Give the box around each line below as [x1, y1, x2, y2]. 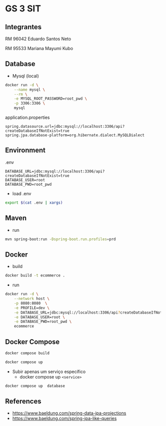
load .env [12, 190, 32, 196]
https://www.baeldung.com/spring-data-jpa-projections [12, 410, 126, 416]
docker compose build [5, 350, 50, 356]
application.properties [5, 114, 50, 120]
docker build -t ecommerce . [5, 273, 65, 278]
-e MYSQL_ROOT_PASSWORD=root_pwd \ [14, 96, 87, 102]
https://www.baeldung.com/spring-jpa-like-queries [12, 416, 117, 422]
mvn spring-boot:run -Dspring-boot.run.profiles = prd [5, 236, 116, 242]
